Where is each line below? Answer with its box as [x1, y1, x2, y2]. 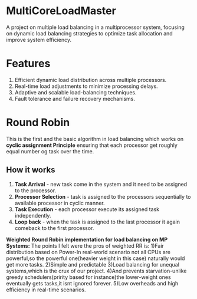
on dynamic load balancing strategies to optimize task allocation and [6, 29, 173, 37]
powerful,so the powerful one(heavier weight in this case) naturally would [6, 255, 185, 262]
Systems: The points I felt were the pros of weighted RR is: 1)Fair [6, 242, 164, 249]
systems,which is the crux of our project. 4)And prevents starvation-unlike [6, 267, 187, 274]
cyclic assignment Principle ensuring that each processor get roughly [6, 142, 178, 149]
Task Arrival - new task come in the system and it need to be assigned [14, 180, 188, 188]
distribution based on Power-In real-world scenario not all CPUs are [6, 248, 171, 255]
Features [6, 57, 51, 70]
